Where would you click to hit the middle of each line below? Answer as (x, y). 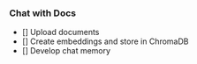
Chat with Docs (43, 13)
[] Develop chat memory (66, 51)
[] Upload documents (61, 32)
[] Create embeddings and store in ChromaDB (105, 41)
